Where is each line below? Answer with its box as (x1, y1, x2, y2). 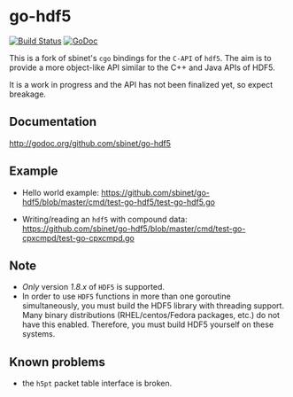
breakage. (9, 89, 47, 99)
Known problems (9, 354, 106, 370)
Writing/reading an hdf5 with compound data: (21, 214, 188, 224)
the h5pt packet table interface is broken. (21, 378, 173, 389)
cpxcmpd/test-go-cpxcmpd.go (21, 232, 135, 243)
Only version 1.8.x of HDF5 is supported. (21, 282, 166, 292)
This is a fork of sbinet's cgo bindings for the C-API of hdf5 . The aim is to (9, 52, 272, 63)
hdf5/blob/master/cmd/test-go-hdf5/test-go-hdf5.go (21, 197, 215, 207)
